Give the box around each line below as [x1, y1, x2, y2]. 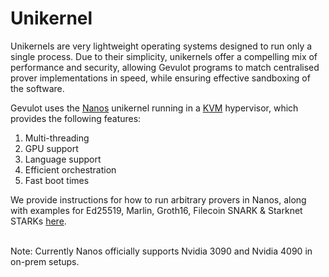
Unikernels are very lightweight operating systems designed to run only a [10, 40, 313, 52]
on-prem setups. [10, 255, 80, 267]
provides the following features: [10, 112, 142, 124]
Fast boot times [24, 174, 90, 186]
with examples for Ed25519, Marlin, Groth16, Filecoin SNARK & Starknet [10, 204, 303, 216]
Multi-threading [24, 132, 90, 144]
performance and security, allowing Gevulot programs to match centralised [10, 61, 320, 73]
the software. [10, 82, 65, 94]
